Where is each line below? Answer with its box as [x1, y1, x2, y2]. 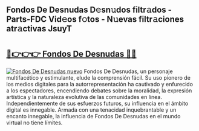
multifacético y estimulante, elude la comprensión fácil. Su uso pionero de [6, 74, 191, 81]
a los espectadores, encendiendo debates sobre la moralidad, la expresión [6, 87, 192, 94]
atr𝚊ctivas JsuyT [6, 24, 73, 34]
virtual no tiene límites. [6, 119, 63, 126]
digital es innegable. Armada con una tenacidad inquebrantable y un [6, 106, 177, 113]
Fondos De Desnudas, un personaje [83, 68, 174, 75]
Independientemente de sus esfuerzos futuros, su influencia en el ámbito [6, 100, 189, 107]
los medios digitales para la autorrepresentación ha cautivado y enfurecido [6, 81, 194, 88]
